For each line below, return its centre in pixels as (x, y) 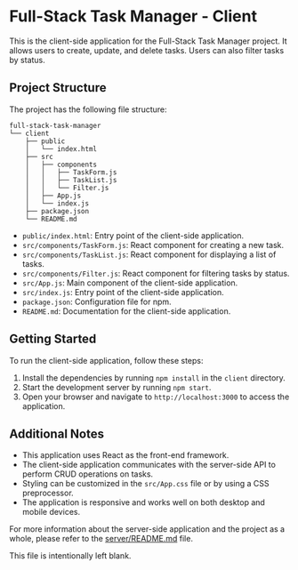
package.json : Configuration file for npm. (97, 301)
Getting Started (53, 339)
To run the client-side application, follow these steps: (106, 360)
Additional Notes (57, 434)
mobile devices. (51, 512)
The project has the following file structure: (88, 109)
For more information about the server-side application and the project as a (147, 529)
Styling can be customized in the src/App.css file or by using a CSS (145, 484)
